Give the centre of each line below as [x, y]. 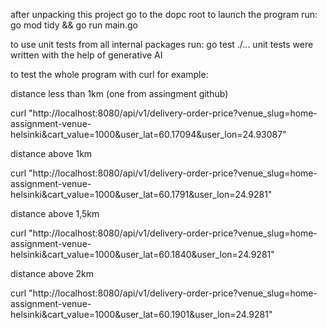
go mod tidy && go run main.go [74, 25]
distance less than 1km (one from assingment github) [119, 93]
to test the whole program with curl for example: [109, 74]
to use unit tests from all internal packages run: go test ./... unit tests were [162, 44]
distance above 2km [52, 273]
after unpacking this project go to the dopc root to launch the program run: [164, 14]
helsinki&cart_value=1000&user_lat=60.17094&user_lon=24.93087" [148, 134]
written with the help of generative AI [86, 55]
